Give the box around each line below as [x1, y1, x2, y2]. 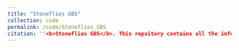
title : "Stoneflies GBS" [7, 10, 81, 18]
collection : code [7, 17, 59, 24]
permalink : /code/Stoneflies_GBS [7, 23, 107, 30]
